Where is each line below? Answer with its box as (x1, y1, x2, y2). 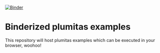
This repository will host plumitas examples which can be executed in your (5, 37, 156, 43)
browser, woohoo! (5, 42, 42, 48)
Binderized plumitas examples (5, 22, 131, 32)
